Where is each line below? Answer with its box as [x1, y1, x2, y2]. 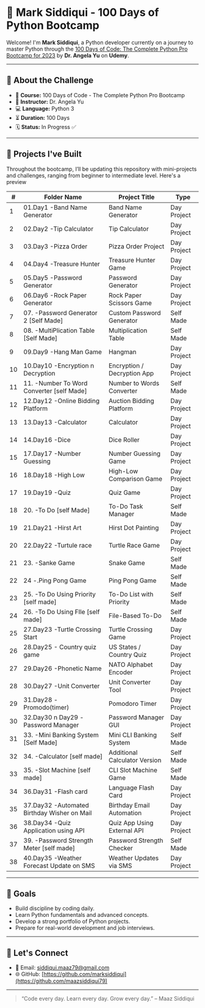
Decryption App [109, 369, 154, 377]
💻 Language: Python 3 [15, 105, 74, 112]
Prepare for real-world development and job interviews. [15, 924, 155, 932]
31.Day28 [23, 695, 52, 704]
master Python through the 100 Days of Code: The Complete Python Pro [6, 45, 188, 53]
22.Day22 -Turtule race [23, 541, 92, 549]
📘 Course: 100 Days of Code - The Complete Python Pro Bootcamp [15, 91, 185, 98]
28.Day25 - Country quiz [23, 642, 96, 651]
